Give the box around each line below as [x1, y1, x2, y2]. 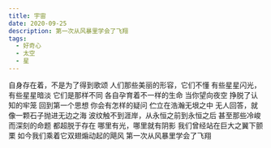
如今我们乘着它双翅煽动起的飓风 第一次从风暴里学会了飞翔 [17, 130, 212, 140]
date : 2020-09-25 [8, 19, 67, 27]
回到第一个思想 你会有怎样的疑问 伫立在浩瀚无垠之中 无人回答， [38, 100, 252, 110]
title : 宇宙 [8, 11, 46, 20]
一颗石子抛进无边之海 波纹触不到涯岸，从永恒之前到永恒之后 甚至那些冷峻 [15, 110, 261, 120]
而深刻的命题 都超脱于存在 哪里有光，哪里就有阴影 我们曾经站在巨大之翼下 [8, 121, 256, 130]
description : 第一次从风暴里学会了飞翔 [8, 27, 128, 35]
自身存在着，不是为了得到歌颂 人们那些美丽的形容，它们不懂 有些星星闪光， [8, 80, 261, 90]
